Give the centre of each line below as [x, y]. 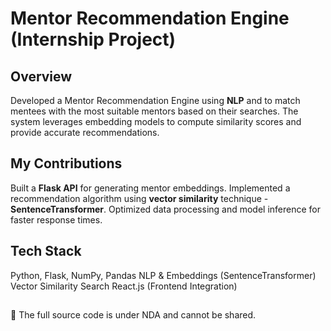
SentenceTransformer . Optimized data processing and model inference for [166, 209]
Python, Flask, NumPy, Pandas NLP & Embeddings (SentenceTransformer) [163, 275]
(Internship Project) [93, 39]
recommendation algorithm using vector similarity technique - [139, 198]
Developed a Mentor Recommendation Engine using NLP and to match [155, 100]
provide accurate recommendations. [85, 132]
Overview [41, 76]
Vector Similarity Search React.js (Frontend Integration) [124, 286]
